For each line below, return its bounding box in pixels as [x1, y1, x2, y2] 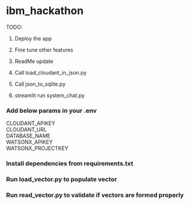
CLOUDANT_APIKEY [6, 120, 56, 127]
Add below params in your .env [6, 106, 97, 115]
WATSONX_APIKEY [6, 139, 53, 146]
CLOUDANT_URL [6, 126, 47, 133]
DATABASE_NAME [6, 132, 51, 139]
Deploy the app [14, 35, 52, 42]
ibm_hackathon [6, 4, 84, 18]
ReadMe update [14, 58, 54, 65]
